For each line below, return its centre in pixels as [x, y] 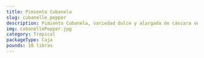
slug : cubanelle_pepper [36, 18]
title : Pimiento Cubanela [39, 12]
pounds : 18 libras [29, 46]
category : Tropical [31, 34]
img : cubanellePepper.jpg [39, 29]
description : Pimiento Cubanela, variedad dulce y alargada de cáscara [99, 23]
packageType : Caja [29, 40]
